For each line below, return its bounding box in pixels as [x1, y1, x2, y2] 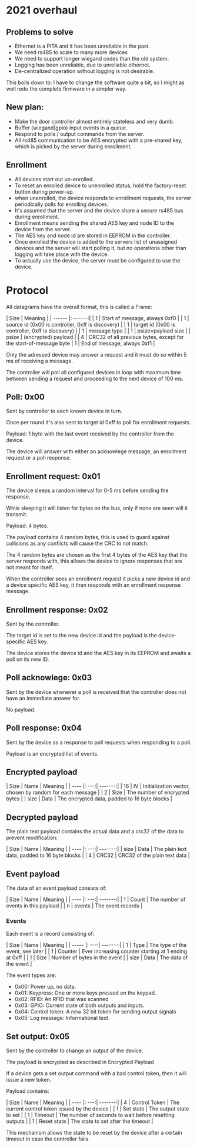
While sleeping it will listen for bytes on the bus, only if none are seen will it [6, 504, 188, 512]
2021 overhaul [6, 4, 78, 17]
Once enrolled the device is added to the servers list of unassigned [14, 238, 178, 245]
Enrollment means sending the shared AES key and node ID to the [14, 219, 175, 227]
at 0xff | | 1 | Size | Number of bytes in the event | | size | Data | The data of [6, 954, 188, 961]
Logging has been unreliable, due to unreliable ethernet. [14, 61, 151, 68]
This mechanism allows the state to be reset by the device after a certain [6, 1129, 182, 1136]
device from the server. [14, 225, 72, 232]
